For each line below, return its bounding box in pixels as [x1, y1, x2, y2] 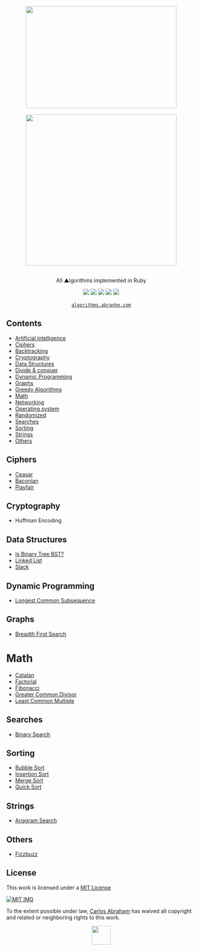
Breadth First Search [14, 630, 67, 638]
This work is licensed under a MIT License [6, 884, 111, 891]
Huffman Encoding [14, 517, 62, 524]
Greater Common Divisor [14, 691, 77, 698]
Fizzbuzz [14, 851, 38, 858]
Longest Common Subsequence [14, 597, 95, 604]
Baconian [14, 477, 39, 484]
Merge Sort [14, 777, 43, 784]
